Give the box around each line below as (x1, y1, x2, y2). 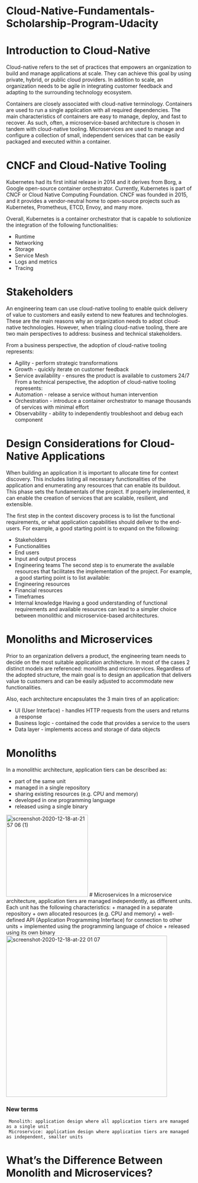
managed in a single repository (14, 784, 90, 791)
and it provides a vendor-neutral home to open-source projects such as (6, 198, 180, 205)
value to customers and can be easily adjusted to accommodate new (6, 678, 174, 685)
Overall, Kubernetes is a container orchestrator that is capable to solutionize (6, 215, 191, 222)
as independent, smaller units (6, 1134, 83, 1140)
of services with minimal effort (14, 403, 89, 411)
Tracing (14, 265, 34, 272)
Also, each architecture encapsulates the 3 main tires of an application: (6, 695, 180, 702)
